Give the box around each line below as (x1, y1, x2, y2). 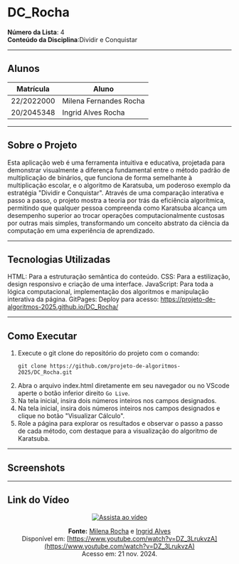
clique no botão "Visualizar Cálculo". (17, 412, 125, 420)
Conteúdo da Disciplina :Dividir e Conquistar (7, 35, 138, 43)
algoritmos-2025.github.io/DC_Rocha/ (7, 303, 119, 311)
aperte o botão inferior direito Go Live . (17, 389, 130, 397)
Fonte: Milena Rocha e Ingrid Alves (68, 526, 171, 535)
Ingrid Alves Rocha (62, 108, 125, 117)
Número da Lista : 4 (7, 28, 65, 36)
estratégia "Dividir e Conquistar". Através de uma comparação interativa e (7, 188, 224, 197)
